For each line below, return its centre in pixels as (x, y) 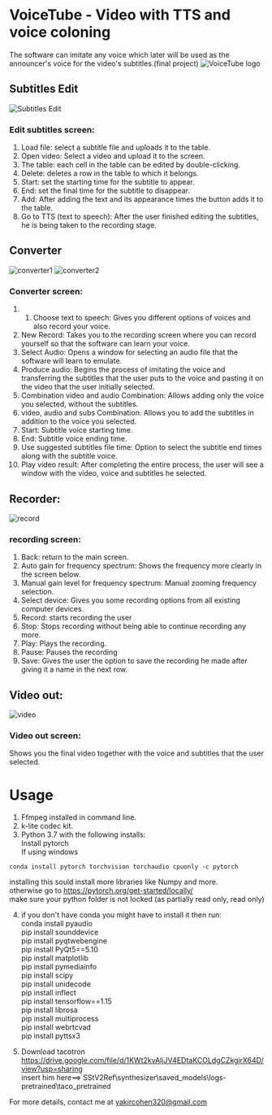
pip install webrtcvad (56, 1027)
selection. (37, 592)
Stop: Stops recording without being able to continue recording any (134, 626)
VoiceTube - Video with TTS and (120, 15)
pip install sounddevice (60, 932)
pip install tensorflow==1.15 (66, 1001)
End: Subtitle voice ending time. (74, 439)
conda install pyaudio (56, 924)
